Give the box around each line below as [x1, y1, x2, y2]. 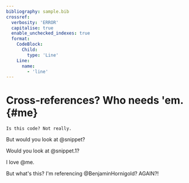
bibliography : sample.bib [6, 8, 69, 15]
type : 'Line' [27, 52, 59, 58]
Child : [21, 47, 38, 53]
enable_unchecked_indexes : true [11, 30, 91, 36]
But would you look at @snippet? [6, 136, 85, 143]
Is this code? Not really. [6, 126, 72, 132]
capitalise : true [11, 25, 54, 31]
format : [11, 36, 30, 42]
